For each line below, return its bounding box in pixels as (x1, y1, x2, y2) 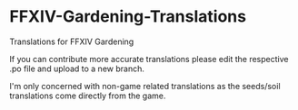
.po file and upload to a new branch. (9, 63, 145, 74)
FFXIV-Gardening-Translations (9, 6, 247, 27)
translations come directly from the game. (9, 90, 166, 101)
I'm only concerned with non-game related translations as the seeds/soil (9, 80, 281, 91)
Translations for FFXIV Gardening (9, 36, 134, 47)
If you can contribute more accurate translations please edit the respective (9, 53, 289, 64)
